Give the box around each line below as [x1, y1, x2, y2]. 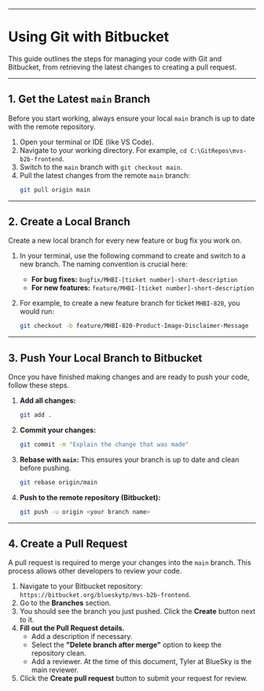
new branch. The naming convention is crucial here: [19, 259, 189, 269]
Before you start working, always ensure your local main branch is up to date [8, 113, 255, 123]
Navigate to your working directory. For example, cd [19, 145, 187, 154]
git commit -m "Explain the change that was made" [19, 440, 189, 448]
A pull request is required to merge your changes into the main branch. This [8, 558, 251, 567]
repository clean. [31, 648, 86, 658]
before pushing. [19, 463, 71, 473]
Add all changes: [19, 396, 76, 406]
